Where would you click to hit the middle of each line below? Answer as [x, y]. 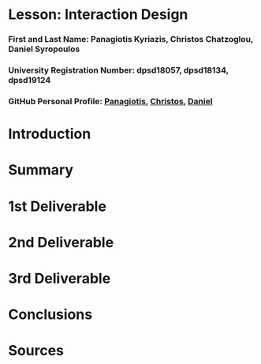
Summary [41, 170]
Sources [36, 351]
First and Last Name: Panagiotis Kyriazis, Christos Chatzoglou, [131, 39]
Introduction [50, 134]
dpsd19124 [30, 81]
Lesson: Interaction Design [98, 15]
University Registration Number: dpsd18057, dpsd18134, [118, 70]
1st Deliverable [57, 206]
